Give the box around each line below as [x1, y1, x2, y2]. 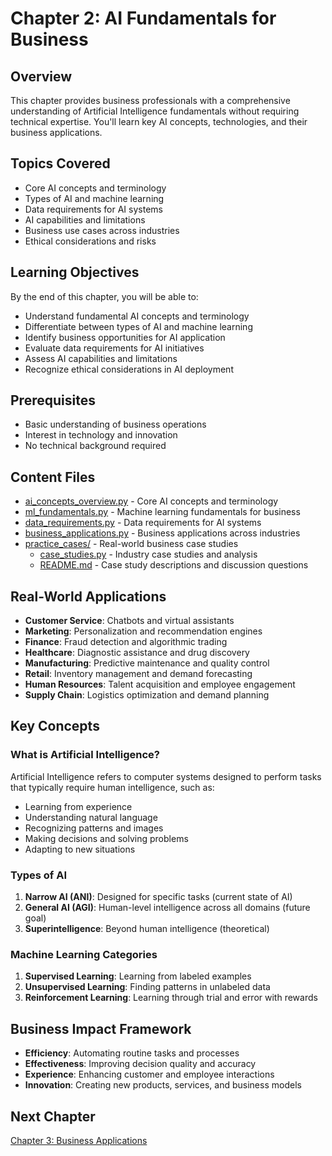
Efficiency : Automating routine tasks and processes [24, 1047, 240, 1059]
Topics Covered [10, 155, 111, 172]
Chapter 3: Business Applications [10, 1134, 148, 1146]
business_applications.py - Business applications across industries [24, 527, 301, 539]
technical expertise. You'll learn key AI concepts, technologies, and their [10, 116, 308, 127]
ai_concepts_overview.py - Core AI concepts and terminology [24, 495, 279, 507]
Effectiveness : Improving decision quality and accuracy [24, 1058, 257, 1070]
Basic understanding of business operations [24, 418, 207, 431]
